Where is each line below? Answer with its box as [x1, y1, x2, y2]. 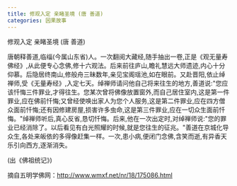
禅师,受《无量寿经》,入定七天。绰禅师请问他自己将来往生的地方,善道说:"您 [7, 79, 222, 87]
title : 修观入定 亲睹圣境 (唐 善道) [7, 10, 104, 18]
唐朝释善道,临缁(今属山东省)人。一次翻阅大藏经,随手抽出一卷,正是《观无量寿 [7, 52, 229, 61]
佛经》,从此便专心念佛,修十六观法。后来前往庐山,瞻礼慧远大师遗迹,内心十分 [7, 61, 226, 69]
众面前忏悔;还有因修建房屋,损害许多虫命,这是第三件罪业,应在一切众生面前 [7, 105, 219, 114]
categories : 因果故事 [7, 17, 67, 24]
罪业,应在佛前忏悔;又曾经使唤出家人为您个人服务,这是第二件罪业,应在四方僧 [7, 96, 226, 105]
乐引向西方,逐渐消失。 [7, 141, 72, 149]
